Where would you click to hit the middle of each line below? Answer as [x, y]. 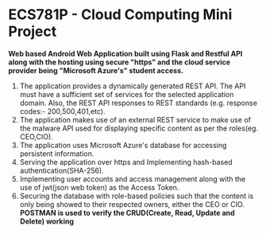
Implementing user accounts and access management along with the [133, 179]
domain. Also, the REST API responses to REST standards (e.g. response [139, 103]
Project [33, 31]
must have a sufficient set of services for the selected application [127, 94]
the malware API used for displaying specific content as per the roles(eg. [139, 128]
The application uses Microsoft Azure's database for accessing [123, 145]
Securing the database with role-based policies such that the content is [137, 196]
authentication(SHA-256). [62, 170]
